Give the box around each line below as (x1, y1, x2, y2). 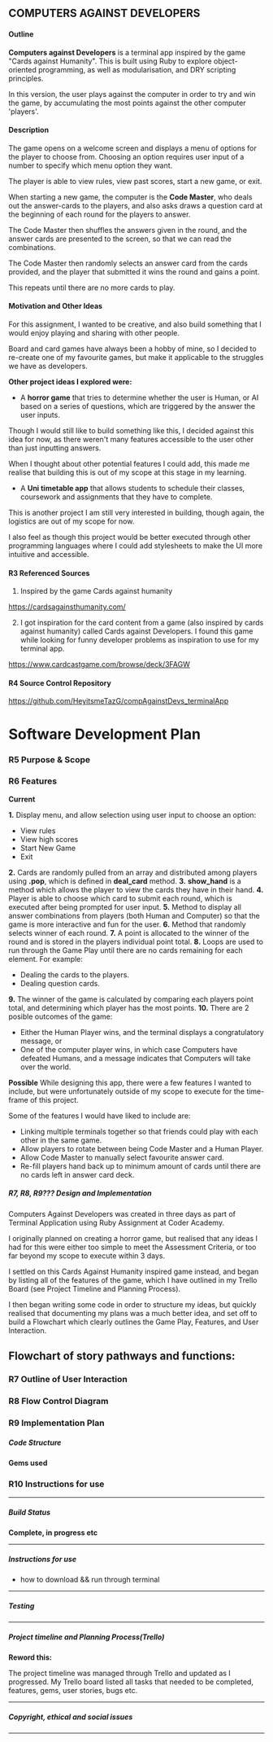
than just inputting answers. (8, 443, 102, 453)
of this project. (29, 1095, 79, 1104)
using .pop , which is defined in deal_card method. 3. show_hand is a (8, 875, 241, 886)
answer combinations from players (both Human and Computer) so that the (8, 910, 260, 920)
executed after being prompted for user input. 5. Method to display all (8, 902, 242, 911)
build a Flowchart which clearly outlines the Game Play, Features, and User (8, 1317, 259, 1327)
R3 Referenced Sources (8, 568, 90, 577)
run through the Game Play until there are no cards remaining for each (8, 945, 244, 955)
